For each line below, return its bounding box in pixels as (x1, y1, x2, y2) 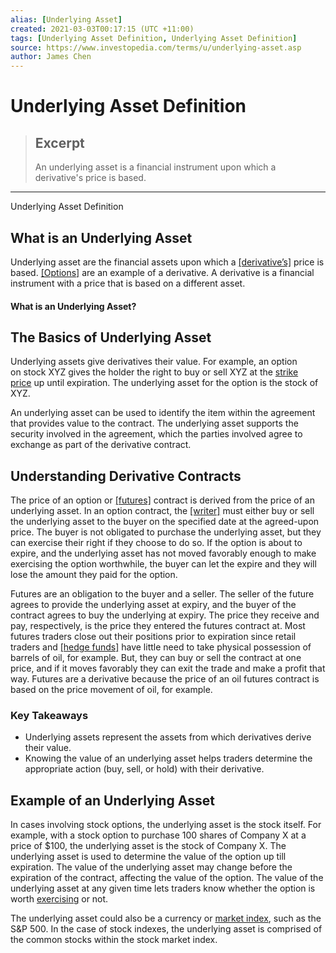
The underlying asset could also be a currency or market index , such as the (10, 912, 322, 925)
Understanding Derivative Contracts (10, 467, 242, 485)
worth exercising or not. (10, 893, 109, 905)
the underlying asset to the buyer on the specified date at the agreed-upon (10, 516, 320, 528)
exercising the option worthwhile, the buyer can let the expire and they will (10, 558, 317, 570)
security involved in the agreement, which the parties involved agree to (10, 428, 303, 440)
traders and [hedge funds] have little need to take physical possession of (10, 641, 312, 653)
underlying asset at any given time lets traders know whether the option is (10, 882, 316, 895)
